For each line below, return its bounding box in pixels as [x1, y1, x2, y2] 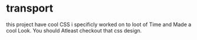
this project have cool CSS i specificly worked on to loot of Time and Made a [6, 21, 192, 28]
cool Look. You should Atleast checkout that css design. [6, 27, 142, 34]
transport [6, 2, 54, 15]
